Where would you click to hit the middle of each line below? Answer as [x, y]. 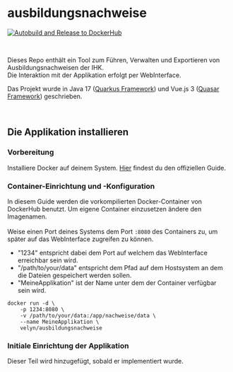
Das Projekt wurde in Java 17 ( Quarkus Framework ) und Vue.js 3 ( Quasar [113, 88]
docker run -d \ [31, 303]
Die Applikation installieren [68, 132]
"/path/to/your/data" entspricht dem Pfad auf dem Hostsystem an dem [120, 267]
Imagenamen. [27, 216]
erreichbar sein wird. [48, 260]
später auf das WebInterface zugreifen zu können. [80, 239]
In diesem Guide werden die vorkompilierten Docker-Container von [105, 201]
